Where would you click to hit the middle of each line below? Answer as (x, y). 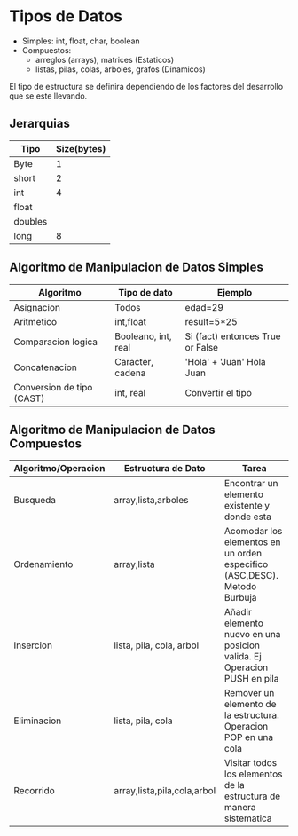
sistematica (248, 818)
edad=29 (204, 307)
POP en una (249, 737)
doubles (31, 221)
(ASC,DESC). (252, 576)
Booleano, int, (143, 336)
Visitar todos (251, 763)
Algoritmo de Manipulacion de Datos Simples (136, 268)
